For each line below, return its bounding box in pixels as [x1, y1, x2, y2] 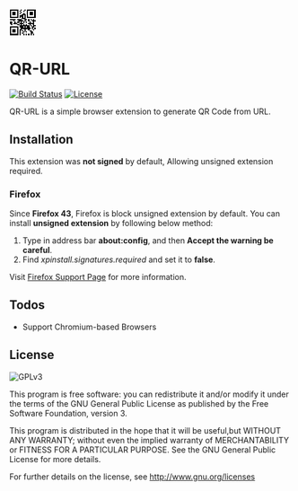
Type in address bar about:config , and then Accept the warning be [22, 235, 274, 246]
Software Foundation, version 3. [9, 408, 127, 418]
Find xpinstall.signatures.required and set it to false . [22, 254, 215, 265]
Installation [9, 132, 74, 147]
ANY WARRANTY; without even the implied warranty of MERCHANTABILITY [9, 434, 290, 445]
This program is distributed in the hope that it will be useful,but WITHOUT [9, 425, 281, 435]
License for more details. [9, 453, 101, 464]
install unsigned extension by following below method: [9, 218, 214, 229]
